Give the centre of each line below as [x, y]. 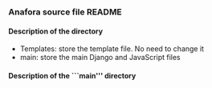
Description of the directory [55, 31]
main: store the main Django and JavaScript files [100, 58]
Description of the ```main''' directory [72, 75]
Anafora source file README [65, 12]
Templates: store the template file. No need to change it [112, 49]
